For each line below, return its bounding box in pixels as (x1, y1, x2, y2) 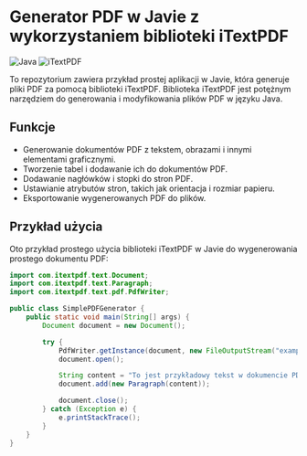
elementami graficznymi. (22, 154, 116, 164)
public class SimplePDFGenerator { (9, 304, 145, 313)
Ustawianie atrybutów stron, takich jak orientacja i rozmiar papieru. (22, 183, 276, 194)
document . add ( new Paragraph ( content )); (58, 379, 210, 389)
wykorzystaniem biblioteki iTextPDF (9, 26, 290, 47)
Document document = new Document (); (42, 321, 185, 330)
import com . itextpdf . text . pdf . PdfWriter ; (9, 288, 170, 297)
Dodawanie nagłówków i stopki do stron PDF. (22, 173, 194, 184)
